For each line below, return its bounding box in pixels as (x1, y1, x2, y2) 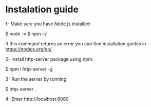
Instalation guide (5, 4, 79, 15)
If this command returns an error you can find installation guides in (5, 40, 146, 47)
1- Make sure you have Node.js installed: (5, 21, 91, 27)
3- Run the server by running (5, 76, 67, 82)
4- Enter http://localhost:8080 (5, 96, 69, 102)
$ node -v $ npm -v (5, 30, 47, 37)
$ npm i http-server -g (5, 66, 53, 72)
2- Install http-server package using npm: (5, 56, 93, 62)
